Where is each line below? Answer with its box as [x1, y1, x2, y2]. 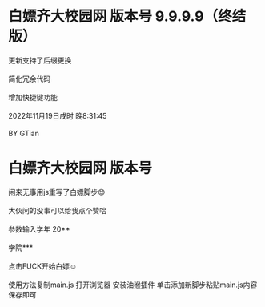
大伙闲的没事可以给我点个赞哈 [8, 205, 106, 215]
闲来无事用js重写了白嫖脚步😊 [8, 187, 106, 196]
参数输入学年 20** [8, 224, 70, 233]
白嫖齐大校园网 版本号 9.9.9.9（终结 [8, 7, 247, 26]
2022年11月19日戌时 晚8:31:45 [8, 111, 107, 120]
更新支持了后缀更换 [8, 55, 72, 65]
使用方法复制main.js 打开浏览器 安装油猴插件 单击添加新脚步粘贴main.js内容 [8, 280, 258, 289]
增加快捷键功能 [8, 92, 58, 102]
